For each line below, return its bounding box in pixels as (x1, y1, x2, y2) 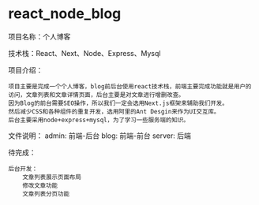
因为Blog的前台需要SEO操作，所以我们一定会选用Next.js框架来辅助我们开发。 (8, 99, 229, 107)
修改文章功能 (22, 181, 58, 189)
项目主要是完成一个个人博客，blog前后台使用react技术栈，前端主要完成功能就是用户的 (8, 82, 252, 91)
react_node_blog (8, 5, 122, 23)
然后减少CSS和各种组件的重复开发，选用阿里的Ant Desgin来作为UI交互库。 (8, 107, 220, 115)
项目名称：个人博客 (8, 32, 71, 41)
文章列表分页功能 (22, 190, 69, 198)
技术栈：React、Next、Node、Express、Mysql (8, 48, 161, 58)
